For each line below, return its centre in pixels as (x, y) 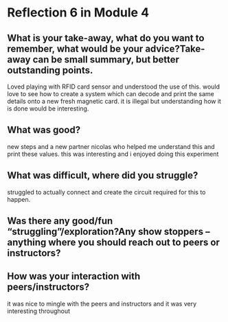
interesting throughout (39, 311)
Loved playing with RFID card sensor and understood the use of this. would (114, 87)
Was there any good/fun (60, 221)
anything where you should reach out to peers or (113, 243)
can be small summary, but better (106, 59)
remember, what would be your (75, 48)
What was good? (44, 130)
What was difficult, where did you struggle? (103, 175)
